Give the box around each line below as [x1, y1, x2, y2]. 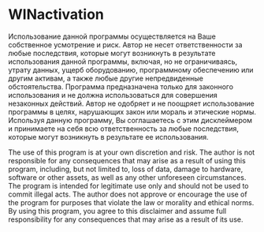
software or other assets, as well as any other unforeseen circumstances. [8, 172, 247, 182]
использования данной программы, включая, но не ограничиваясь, [8, 57, 238, 66]
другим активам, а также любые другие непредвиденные [8, 73, 203, 83]
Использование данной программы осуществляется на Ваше [8, 32, 217, 41]
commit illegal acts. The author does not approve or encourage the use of [8, 189, 247, 199]
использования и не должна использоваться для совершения [8, 90, 218, 99]
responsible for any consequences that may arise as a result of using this [8, 155, 246, 165]
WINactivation [8, 6, 105, 24]
